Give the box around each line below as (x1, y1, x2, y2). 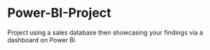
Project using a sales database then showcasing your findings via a (7, 28, 204, 37)
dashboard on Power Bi (7, 35, 76, 44)
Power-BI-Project (7, 5, 112, 21)
